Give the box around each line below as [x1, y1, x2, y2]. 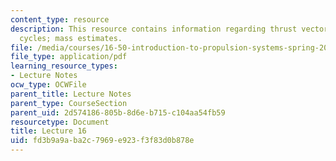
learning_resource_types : [10, 61, 118, 71]
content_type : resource [10, 14, 110, 25]
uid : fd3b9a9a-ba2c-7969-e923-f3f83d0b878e [10, 136, 195, 146]
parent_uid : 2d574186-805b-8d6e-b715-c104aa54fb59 [10, 107, 226, 118]
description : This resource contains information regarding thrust [10, 24, 298, 34]
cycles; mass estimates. [19, 33, 123, 43]
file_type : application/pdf [10, 52, 128, 62]
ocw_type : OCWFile [10, 80, 87, 90]
